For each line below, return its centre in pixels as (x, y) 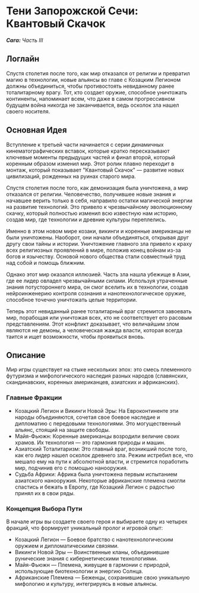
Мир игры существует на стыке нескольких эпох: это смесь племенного (99, 370)
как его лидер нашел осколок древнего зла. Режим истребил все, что (104, 455)
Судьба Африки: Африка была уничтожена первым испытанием (96, 474)
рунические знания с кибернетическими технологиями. (86, 558)
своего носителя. (28, 111)
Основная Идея (37, 130)
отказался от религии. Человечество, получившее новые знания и (91, 194)
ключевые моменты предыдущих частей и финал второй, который (91, 157)
